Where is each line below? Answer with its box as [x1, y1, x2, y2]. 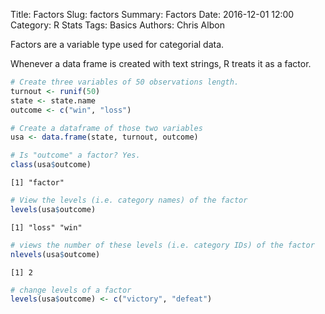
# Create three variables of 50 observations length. [10, 77, 240, 87]
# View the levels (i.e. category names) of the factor [10, 195, 248, 205]
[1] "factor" [10, 178, 65, 188]
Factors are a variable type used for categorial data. [10, 39, 225, 50]
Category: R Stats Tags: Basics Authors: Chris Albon [10, 19, 225, 31]
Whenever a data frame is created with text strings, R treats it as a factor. [10, 58, 312, 69]
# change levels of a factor [10, 285, 132, 295]
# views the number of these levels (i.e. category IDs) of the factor [10, 240, 315, 250]
